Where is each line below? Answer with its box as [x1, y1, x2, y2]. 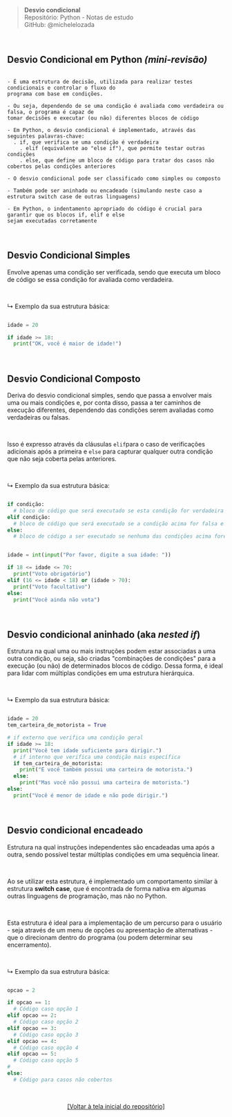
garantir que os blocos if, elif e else [7, 211, 126, 218]
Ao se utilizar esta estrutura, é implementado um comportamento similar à [7, 877, 218, 885]
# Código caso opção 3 [13, 1031, 79, 1038]
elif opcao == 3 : [7, 1024, 57, 1032]
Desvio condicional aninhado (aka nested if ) [7, 628, 201, 640]
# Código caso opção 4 [13, 1044, 79, 1051]
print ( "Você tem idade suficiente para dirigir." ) [13, 747, 162, 754]
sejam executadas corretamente [7, 217, 97, 224]
